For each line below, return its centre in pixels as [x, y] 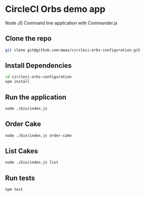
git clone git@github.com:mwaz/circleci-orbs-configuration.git [73, 50]
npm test [14, 190]
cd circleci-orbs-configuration [38, 77]
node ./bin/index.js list [32, 163]
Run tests [20, 178]
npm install [17, 82]
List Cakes [22, 151]
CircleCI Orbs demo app [55, 9]
